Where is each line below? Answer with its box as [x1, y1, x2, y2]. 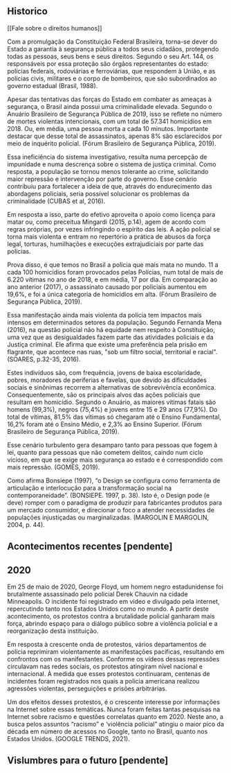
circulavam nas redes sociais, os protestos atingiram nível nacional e [7, 662, 203, 671]
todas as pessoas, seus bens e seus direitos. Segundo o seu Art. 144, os [7, 52, 214, 60]
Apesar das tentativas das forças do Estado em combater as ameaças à [7, 95, 212, 103]
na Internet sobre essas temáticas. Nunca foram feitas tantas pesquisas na [7, 705, 221, 713]
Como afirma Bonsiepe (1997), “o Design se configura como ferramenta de [7, 476, 221, 485]
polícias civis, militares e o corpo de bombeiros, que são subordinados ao [7, 74, 217, 82]
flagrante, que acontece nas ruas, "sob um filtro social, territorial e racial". [7, 347, 218, 356]
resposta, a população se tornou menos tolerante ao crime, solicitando [7, 167, 209, 175]
